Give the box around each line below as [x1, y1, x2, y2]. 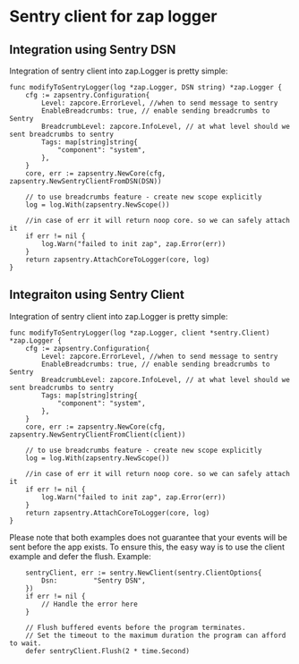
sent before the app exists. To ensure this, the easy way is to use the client [9, 541, 285, 552]
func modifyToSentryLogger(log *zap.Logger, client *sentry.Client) [9, 328, 270, 337]
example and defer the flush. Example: [9, 550, 151, 561]
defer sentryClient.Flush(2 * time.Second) [25, 646, 191, 655]
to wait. [9, 638, 42, 648]
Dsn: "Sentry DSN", [41, 575, 146, 585]
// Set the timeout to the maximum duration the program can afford [25, 631, 286, 640]
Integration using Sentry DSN [9, 42, 176, 57]
